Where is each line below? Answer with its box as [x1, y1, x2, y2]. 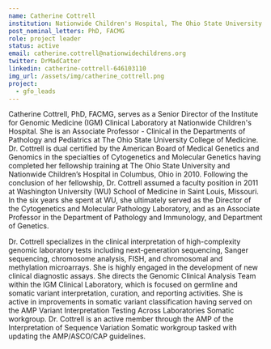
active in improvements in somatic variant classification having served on [8, 297, 252, 307]
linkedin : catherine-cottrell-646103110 [8, 65, 147, 73]
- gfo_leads [15, 87, 57, 96]
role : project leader [8, 34, 82, 43]
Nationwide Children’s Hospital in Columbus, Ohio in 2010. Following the [8, 169, 248, 179]
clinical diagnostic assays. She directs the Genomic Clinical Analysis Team [8, 271, 256, 281]
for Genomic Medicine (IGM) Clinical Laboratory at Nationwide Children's [8, 118, 252, 128]
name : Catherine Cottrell [8, 11, 95, 20]
